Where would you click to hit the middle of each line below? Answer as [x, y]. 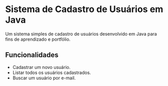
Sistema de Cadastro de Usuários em [84, 9]
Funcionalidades [32, 55]
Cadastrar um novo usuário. [41, 67]
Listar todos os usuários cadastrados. [52, 72]
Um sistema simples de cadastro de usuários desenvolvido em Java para [81, 34]
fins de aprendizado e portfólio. [38, 39]
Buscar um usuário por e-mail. [44, 78]
